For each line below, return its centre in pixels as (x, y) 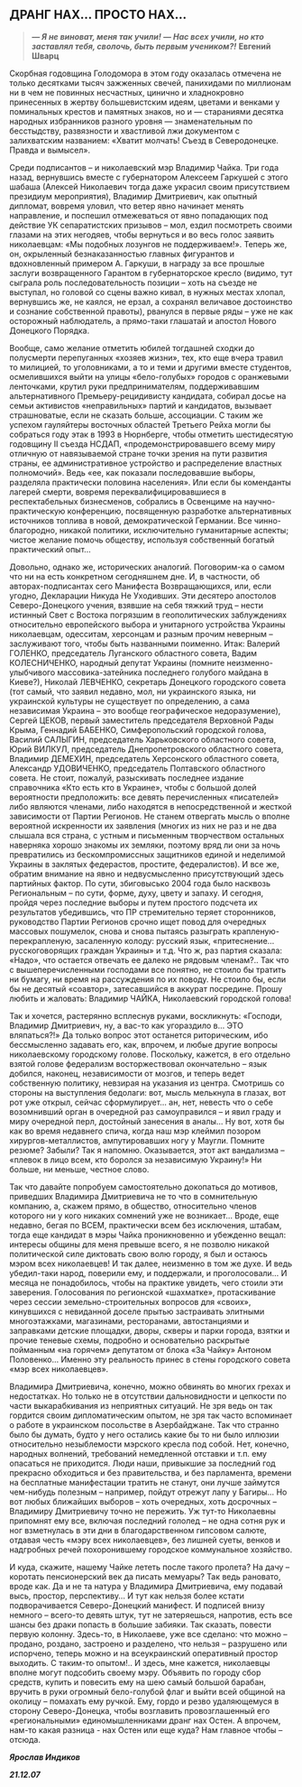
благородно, (33, 530)
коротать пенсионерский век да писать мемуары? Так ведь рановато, (145, 1576)
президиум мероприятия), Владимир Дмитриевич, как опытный (133, 196)
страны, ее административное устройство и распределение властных (146, 463)
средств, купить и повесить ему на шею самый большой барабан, (138, 1681)
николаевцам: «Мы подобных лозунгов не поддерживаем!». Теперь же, (148, 244)
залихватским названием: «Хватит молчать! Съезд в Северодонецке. (144, 140)
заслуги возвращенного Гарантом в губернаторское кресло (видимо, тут (151, 273)
